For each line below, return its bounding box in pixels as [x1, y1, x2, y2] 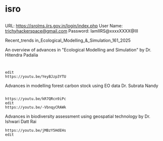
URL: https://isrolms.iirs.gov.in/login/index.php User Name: [5, 23, 123, 29]
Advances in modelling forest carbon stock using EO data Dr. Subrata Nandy [5, 83, 159, 88]
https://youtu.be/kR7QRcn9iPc [5, 96, 67, 101]
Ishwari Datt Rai [5, 118, 36, 124]
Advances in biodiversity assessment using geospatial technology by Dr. [5, 113, 151, 119]
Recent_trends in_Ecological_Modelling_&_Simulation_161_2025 [5, 37, 131, 43]
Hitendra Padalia [5, 52, 38, 58]
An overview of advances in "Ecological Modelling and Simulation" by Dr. [5, 47, 152, 53]
